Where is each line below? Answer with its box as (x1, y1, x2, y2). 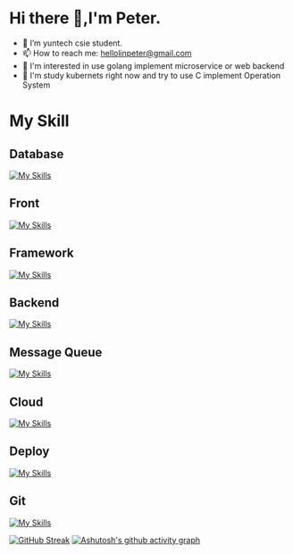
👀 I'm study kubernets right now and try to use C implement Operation (21, 70, 281, 80)
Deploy (9, 444, 50, 459)
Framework (9, 246, 74, 261)
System (21, 80, 51, 90)
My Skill (9, 111, 70, 131)
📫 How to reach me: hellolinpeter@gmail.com (21, 47, 192, 58)
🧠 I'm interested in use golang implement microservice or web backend (21, 60, 285, 71)
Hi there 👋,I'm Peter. (9, 8, 162, 29)
